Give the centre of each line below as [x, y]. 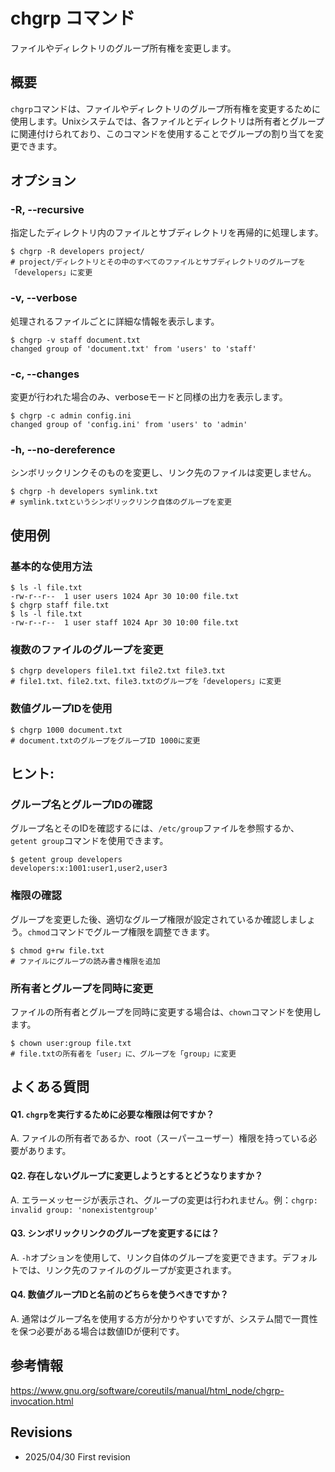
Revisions [41, 1432]
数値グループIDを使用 [61, 709]
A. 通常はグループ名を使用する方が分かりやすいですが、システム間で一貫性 [164, 1319]
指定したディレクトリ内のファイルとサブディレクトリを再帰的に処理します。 [167, 233]
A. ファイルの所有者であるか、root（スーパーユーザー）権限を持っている [159, 1138]
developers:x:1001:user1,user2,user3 [89, 869]
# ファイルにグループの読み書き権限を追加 [85, 961]
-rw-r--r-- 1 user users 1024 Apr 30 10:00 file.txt [125, 597]
